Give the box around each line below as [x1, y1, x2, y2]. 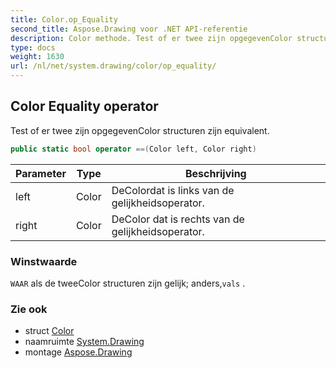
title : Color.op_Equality [10, 14, 118, 25]
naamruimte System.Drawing [24, 336, 145, 348]
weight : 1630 [10, 52, 65, 62]
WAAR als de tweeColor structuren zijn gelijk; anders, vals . [10, 277, 246, 289]
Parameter [15, 166, 67, 180]
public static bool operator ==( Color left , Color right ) [10, 144, 257, 154]
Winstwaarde [10, 254, 78, 268]
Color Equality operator [10, 98, 159, 115]
